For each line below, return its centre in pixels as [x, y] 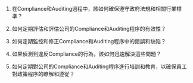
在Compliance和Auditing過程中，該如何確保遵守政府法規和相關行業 [94, 9]
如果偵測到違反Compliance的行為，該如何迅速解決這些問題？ [87, 54]
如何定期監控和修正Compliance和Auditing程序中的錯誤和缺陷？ [89, 41]
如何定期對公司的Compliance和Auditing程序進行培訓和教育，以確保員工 [99, 66]
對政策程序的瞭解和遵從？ [43, 74]
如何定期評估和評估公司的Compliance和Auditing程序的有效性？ [89, 29]
